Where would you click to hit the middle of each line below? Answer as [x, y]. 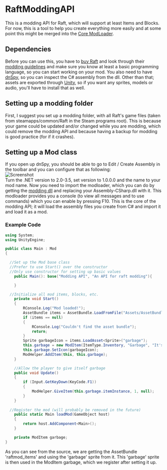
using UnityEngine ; [25, 240]
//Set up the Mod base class [40, 263]
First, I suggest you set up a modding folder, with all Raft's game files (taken [83, 115]
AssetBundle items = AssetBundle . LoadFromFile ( [73, 313]
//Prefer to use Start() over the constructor [59, 267]
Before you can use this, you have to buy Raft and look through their [75, 61]
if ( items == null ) [43, 317]
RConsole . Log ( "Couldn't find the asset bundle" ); [84, 327]
